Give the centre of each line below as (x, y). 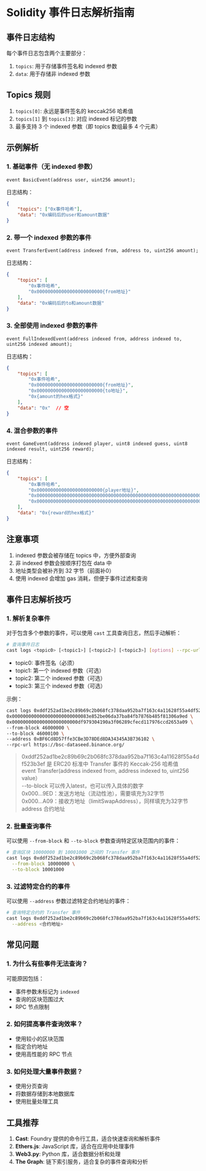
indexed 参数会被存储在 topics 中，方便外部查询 (75, 555)
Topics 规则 (29, 95)
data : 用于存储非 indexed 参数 (53, 74)
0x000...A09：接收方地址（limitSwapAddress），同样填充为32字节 (105, 801)
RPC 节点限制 (32, 1007)
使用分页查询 (31, 1086)
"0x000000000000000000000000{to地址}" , (78, 391)
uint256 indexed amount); (39, 344)
